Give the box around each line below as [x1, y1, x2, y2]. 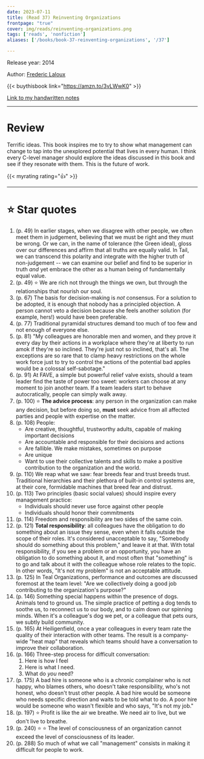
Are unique [24, 451, 53, 458]
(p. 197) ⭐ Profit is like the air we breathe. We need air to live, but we [15, 709, 186, 716]
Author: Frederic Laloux [7, 71, 66, 78]
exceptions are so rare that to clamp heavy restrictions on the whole [15, 352, 186, 359]
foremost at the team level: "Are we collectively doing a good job [15, 580, 177, 587]
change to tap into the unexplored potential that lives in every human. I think [7, 147, 196, 154]
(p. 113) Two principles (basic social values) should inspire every [15, 489, 176, 497]
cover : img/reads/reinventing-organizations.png [7, 25, 132, 32]
